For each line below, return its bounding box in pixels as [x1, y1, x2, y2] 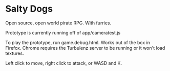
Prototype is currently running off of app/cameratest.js [5, 29, 121, 35]
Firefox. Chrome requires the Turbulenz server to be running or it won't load [5, 45, 165, 51]
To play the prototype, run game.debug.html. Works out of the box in [5, 39, 150, 46]
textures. [5, 50, 24, 56]
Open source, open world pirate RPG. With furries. [5, 20, 112, 26]
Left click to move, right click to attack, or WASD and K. [5, 60, 122, 66]
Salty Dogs [5, 3, 53, 15]
